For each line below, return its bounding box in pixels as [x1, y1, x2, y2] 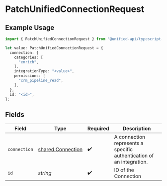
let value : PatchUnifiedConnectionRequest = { [5, 45, 103, 50]
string [38, 170, 52, 177]
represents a [114, 140, 144, 147]
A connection [114, 134, 146, 141]
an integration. [114, 159, 148, 166]
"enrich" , [18, 59, 39, 64]
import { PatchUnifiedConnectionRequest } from [5, 36, 106, 41]
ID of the [114, 167, 134, 174]
